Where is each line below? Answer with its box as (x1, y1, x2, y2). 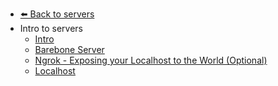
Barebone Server (34, 44, 105, 55)
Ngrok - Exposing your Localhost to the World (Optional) (34, 54, 268, 66)
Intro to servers (19, 23, 84, 34)
